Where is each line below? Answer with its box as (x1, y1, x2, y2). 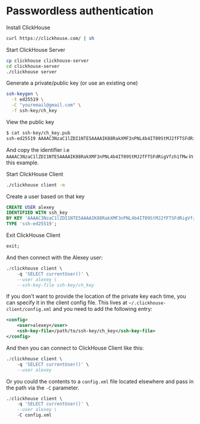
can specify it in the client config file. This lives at (6, 299, 128, 306)
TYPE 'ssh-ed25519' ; (6, 221, 58, 227)
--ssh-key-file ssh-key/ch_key (17, 282, 95, 288)
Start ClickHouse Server (6, 46, 65, 53)
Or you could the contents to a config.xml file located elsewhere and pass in (6, 378, 194, 385)
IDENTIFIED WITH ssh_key (6, 210, 68, 216)
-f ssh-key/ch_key (11, 108, 58, 114)
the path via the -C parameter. (6, 384, 79, 391)
